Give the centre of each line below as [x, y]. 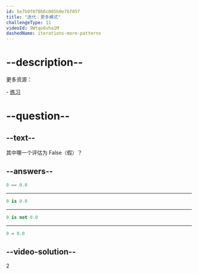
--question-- [38, 116]
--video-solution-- [41, 251]
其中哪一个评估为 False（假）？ [44, 153]
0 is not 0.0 [22, 217]
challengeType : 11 [29, 22]
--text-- [21, 138]
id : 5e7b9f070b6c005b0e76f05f [43, 11]
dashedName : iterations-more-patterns [54, 34]
